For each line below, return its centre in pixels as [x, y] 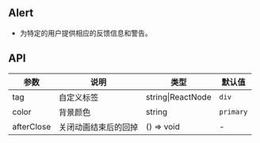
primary [233, 111]
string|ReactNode [178, 96]
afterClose [32, 126]
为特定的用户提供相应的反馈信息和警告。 [86, 33]
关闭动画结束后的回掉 [98, 127]
